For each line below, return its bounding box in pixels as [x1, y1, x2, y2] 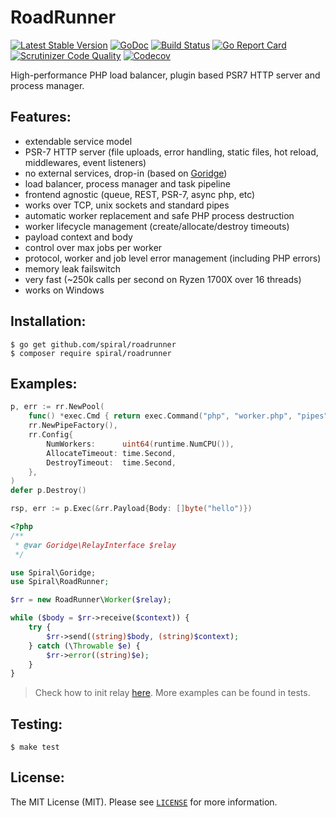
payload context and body [24, 231, 133, 243]
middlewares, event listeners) [24, 156, 147, 168]
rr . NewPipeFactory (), [28, 421, 118, 431]
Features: [10, 109, 72, 126]
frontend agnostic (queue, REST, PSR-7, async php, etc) [24, 188, 256, 200]
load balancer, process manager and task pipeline [24, 177, 231, 190]
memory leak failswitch [24, 262, 121, 275]
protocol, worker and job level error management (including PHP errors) [24, 252, 322, 264]
